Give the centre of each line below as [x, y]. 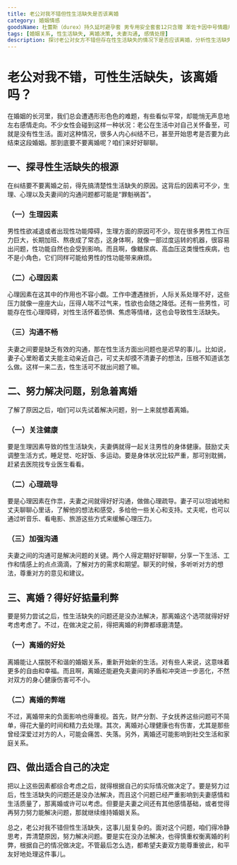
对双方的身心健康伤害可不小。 [50, 680]
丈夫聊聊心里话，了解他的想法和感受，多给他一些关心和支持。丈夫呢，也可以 [119, 510]
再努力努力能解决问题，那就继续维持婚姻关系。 [75, 812]
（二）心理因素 [33, 278]
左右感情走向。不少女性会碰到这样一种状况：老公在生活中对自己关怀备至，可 [119, 125]
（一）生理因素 [33, 214]
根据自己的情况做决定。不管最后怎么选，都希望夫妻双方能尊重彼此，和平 [124, 845]
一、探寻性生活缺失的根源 [63, 167]
